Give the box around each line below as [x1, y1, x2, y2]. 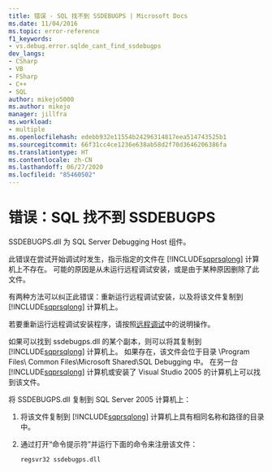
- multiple [8, 125, 45, 133]
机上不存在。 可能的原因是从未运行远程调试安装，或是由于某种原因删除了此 [8, 264, 260, 273]
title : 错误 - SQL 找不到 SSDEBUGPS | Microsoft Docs [8, 11, 188, 20]
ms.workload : [8, 118, 53, 126]
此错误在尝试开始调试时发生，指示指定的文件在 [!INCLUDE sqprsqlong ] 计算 [8, 254, 260, 264]
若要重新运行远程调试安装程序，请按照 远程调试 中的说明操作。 [8, 319, 215, 329]
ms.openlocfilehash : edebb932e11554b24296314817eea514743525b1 [8, 133, 227, 141]
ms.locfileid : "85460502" [8, 171, 96, 179]
